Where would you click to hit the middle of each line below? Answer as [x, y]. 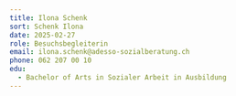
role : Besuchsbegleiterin [59, 43]
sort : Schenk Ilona [47, 27]
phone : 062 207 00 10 [51, 60]
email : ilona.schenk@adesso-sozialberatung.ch [100, 52]
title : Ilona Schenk [49, 18]
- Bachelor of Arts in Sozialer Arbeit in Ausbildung [122, 78]
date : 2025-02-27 [43, 35]
